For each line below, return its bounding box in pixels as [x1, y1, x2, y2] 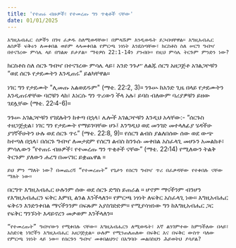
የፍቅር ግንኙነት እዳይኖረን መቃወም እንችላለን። [7, 209, 113, 217]
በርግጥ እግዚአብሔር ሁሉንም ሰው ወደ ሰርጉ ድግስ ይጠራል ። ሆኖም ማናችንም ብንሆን [7, 185, 201, 194]
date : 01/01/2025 [7, 17, 58, 24]
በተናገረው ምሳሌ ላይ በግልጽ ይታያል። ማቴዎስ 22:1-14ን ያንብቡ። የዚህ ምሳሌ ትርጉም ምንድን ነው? [7, 49, 230, 56]
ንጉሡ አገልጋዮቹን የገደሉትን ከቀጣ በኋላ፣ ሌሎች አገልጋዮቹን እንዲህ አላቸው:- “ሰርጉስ [7, 113, 204, 121]
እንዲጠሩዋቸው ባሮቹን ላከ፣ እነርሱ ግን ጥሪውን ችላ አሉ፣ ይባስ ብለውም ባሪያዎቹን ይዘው [7, 91, 210, 99]
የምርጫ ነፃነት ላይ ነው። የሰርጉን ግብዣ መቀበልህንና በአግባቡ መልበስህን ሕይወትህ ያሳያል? [7, 235, 201, 242]
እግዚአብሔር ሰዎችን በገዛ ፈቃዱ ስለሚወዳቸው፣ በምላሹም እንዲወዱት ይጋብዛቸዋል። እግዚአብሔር [7, 36, 214, 43]
